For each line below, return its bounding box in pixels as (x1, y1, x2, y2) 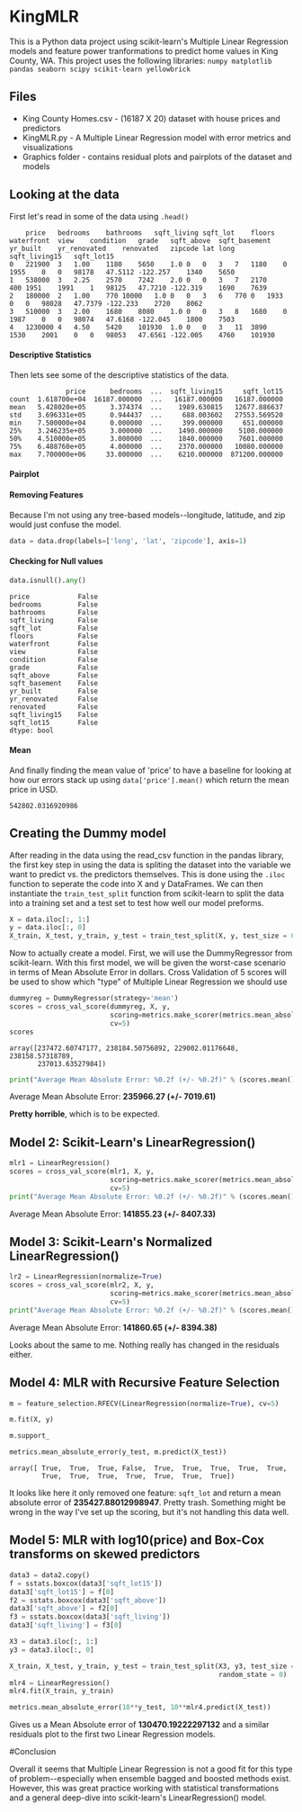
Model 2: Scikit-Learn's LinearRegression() (9, 1135, 256, 1150)
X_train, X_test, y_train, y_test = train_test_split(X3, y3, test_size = (9, 1662, 296, 1671)
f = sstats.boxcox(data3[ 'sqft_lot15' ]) (9, 1579, 164, 1588)
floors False (9, 632, 99, 641)
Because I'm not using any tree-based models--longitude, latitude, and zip (9, 509, 286, 520)
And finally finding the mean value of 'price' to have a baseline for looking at (9, 765, 292, 776)
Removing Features (9, 489, 84, 500)
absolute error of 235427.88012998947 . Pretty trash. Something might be (9, 1497, 286, 1508)
